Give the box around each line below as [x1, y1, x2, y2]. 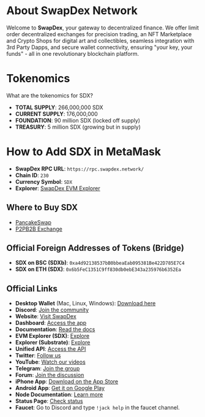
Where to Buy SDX [6, 202, 78, 213]
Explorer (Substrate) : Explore [15, 339, 91, 346]
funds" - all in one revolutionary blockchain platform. [6, 50, 140, 57]
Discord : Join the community [15, 306, 89, 313]
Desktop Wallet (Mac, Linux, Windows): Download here [15, 300, 156, 307]
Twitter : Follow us [15, 352, 61, 359]
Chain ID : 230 [15, 171, 49, 178]
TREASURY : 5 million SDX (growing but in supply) [15, 123, 141, 131]
